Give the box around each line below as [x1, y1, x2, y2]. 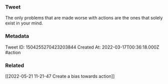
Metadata [5, 32, 29, 39]
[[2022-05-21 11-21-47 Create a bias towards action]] [5, 73, 115, 79]
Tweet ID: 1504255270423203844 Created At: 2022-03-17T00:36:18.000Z [5, 44, 159, 50]
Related [5, 61, 24, 68]
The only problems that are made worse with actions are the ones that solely [5, 15, 163, 21]
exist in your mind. [5, 20, 43, 26]
